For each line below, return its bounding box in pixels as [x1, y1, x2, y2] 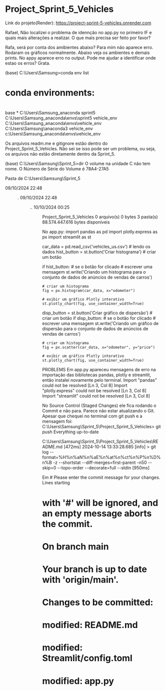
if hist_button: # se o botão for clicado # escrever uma [42, 264, 153, 270]
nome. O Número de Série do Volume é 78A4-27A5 [5, 166, 109, 172]
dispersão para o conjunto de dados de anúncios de [42, 326, 148, 332]
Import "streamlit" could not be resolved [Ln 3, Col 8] [42, 393, 151, 399]
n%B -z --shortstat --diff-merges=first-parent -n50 [42, 460, 147, 465]
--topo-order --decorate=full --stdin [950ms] [57, 465, 150, 471]
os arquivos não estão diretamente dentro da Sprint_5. [5, 151, 116, 157]
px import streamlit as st [42, 234, 91, 240]
